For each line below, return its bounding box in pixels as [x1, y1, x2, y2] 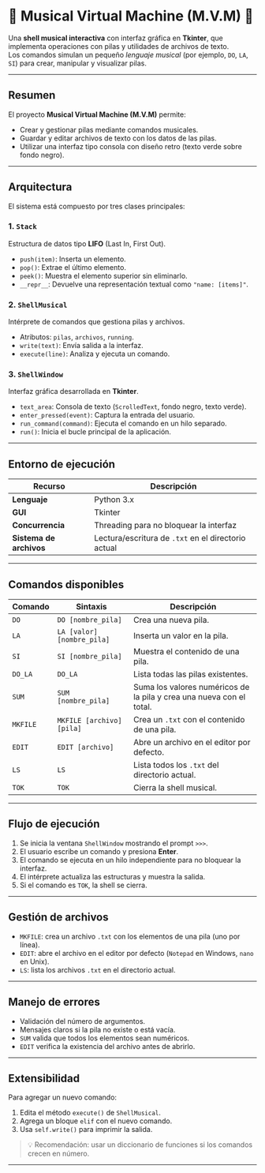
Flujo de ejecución [8, 817, 100, 831]
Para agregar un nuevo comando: [8, 1092, 117, 1102]
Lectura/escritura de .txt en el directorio [94, 533, 246, 544]
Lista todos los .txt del [132, 759, 219, 770]
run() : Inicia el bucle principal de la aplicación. [19, 427, 172, 437]
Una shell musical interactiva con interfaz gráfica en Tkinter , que [8, 33, 223, 43]
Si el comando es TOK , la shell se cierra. [19, 880, 147, 890]
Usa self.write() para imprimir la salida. [19, 1125, 153, 1134]
